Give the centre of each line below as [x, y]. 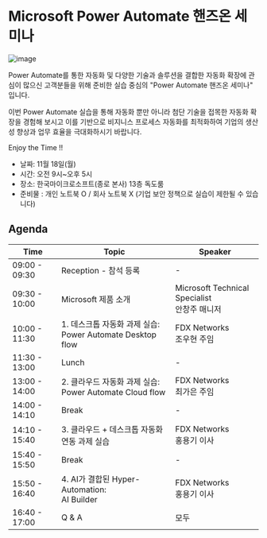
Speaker [215, 251]
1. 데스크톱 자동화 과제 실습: [110, 324]
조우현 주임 [195, 339]
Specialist [193, 297]
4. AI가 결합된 [85, 479]
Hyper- [126, 479]
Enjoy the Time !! [36, 147]
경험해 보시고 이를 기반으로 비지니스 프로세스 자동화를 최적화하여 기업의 [133, 122]
